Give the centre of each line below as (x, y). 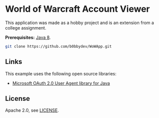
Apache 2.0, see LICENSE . (32, 110)
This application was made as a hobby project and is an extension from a (80, 23)
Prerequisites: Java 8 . (28, 37)
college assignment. (26, 28)
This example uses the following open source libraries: (61, 74)
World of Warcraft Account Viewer (78, 9)
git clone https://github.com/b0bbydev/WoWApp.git (58, 46)
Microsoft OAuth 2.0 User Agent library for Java (61, 83)
